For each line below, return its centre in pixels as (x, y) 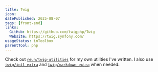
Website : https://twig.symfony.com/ (47, 37)
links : (12, 28)
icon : (11, 14)
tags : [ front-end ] (24, 23)
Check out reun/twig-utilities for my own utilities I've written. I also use (79, 59)
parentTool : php (22, 45)
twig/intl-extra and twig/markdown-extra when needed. (62, 64)
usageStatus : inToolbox (29, 41)
